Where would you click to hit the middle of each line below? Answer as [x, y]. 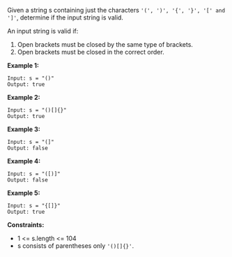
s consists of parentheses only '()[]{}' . [76, 246]
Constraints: [26, 225]
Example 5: [24, 193]
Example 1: [23, 65]
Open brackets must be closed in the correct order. [91, 52]
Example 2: [24, 97]
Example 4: [24, 161]
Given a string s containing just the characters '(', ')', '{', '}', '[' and [116, 10]
